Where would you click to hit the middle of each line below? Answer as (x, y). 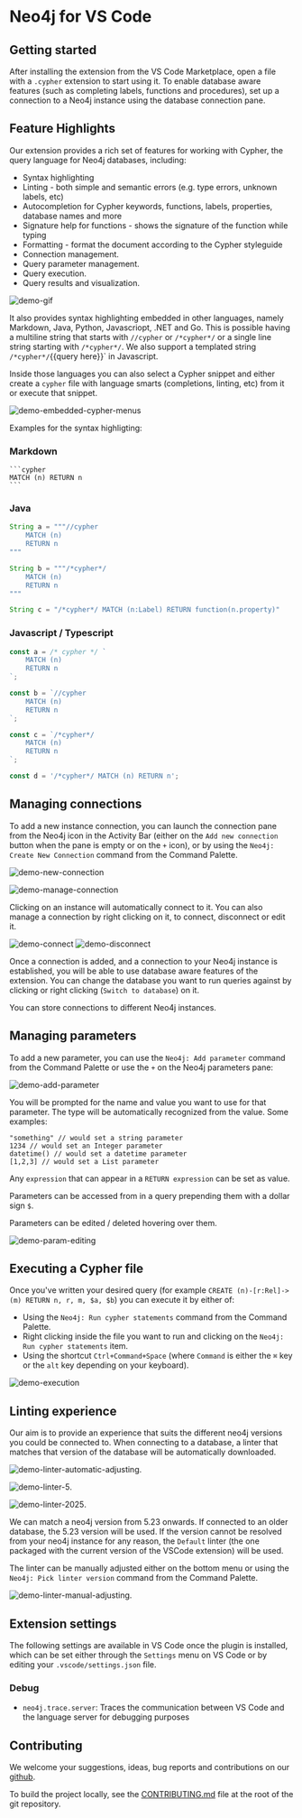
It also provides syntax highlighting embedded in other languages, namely (146, 318)
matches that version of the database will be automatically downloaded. (143, 1452)
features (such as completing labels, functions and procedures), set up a (144, 91)
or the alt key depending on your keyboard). (105, 1365)
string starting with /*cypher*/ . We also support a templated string (133, 346)
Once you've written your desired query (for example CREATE (121, 1290)
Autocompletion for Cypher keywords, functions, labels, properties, (147, 206)
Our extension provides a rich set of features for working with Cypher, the (146, 150)
